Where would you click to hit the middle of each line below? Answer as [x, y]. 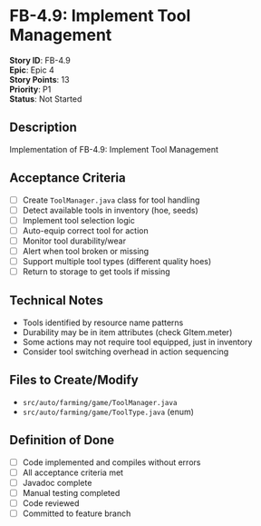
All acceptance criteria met [73, 472]
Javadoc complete [57, 482]
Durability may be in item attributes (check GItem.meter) [127, 332]
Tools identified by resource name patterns [103, 323]
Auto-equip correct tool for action [85, 230]
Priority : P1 [30, 89]
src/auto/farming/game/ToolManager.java [100, 402]
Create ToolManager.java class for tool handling [111, 200]
